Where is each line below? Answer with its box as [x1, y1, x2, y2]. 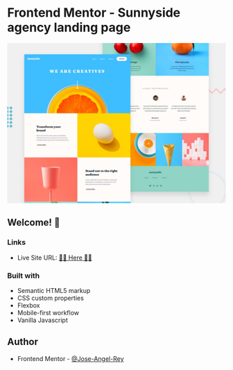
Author [7, 336, 38, 348]
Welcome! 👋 [7, 217, 60, 228]
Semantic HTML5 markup [17, 287, 91, 295]
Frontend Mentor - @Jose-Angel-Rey [17, 354, 124, 362]
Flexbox [17, 301, 40, 310]
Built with [7, 271, 40, 280]
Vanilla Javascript [17, 316, 68, 324]
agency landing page [7, 19, 131, 35]
